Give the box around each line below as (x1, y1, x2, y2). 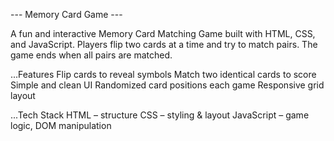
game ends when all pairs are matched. (10, 49, 173, 61)
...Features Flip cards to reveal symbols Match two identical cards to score (10, 69, 317, 80)
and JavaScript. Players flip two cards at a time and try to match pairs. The (10, 39, 318, 50)
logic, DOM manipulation (10, 120, 112, 131)
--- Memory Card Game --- (10, 9, 123, 20)
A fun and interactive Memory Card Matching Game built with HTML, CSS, (10, 28, 316, 39)
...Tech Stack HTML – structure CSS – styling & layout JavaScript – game (10, 109, 310, 121)
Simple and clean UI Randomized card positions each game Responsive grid (10, 79, 325, 91)
